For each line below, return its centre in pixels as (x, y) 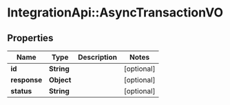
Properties (30, 38)
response (27, 80)
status (21, 91)
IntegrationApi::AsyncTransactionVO (115, 13)
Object (60, 80)
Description (97, 57)
